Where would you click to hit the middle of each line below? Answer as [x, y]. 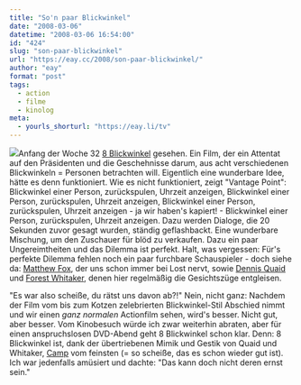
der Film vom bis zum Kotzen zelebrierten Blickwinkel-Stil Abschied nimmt [147, 305]
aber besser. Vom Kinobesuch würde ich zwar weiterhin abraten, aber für [146, 324]
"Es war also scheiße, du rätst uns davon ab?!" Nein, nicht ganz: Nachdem [147, 295]
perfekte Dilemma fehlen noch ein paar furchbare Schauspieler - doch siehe [151, 259]
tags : [19, 85]
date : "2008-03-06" [46, 26]
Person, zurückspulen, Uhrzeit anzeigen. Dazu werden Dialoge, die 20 [140, 220]
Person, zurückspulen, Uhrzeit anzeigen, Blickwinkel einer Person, [132, 201]
